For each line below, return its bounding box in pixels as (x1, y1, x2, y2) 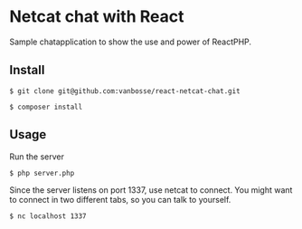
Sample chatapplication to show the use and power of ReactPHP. (9, 36, 251, 47)
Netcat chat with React (9, 6, 184, 27)
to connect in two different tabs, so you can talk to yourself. (9, 194, 231, 205)
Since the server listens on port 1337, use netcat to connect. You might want (9, 184, 293, 196)
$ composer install (9, 102, 83, 111)
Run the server (9, 151, 65, 162)
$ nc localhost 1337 (9, 211, 88, 221)
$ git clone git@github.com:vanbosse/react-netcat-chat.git (9, 86, 241, 96)
